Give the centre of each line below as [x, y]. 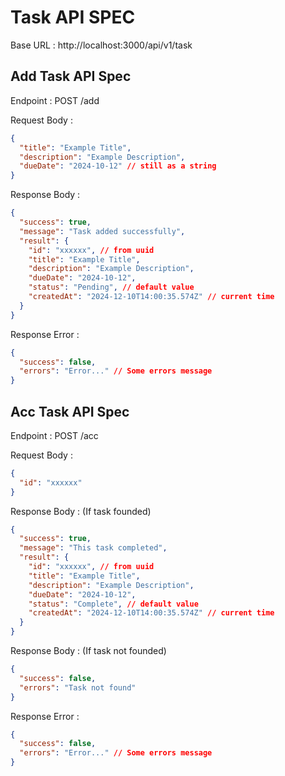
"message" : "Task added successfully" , [102, 231]
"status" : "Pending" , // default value [111, 287]
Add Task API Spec [71, 76]
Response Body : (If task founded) [81, 511]
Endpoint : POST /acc [54, 435]
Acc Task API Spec [70, 411]
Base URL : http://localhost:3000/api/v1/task [101, 45]
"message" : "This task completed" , [93, 548]
